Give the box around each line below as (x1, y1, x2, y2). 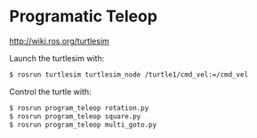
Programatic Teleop (9, 6, 158, 27)
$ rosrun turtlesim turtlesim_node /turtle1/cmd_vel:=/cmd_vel (9, 69, 249, 79)
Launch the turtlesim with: (9, 53, 105, 63)
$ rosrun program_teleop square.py (9, 111, 141, 121)
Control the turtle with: (9, 86, 92, 97)
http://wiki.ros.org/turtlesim (9, 36, 109, 46)
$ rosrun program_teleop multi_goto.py (9, 120, 157, 129)
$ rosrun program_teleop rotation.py (9, 103, 149, 112)
